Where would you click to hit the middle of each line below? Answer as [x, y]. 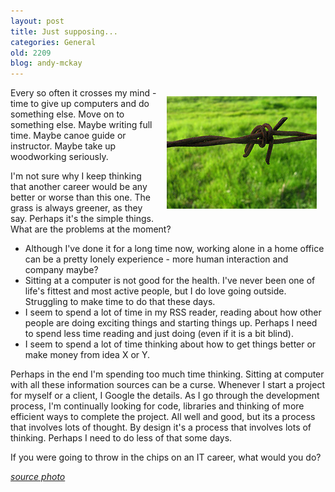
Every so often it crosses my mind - [83, 93]
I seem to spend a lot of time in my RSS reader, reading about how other [173, 312]
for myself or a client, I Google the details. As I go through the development [165, 396]
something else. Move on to [67, 114]
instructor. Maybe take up [63, 146]
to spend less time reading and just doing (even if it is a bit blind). [159, 334]
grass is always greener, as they [76, 208]
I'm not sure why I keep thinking [76, 176]
